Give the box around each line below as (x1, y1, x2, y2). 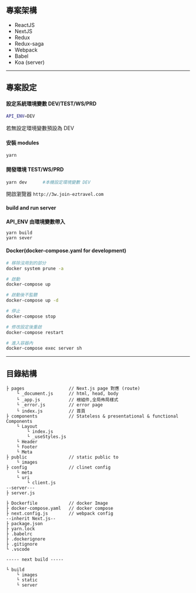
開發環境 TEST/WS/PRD (6, 166, 64, 173)
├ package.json (6, 521, 43, 527)
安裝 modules (6, 139, 40, 146)
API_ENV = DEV (6, 113, 35, 119)
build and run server (6, 204, 57, 212)
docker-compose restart (6, 329, 64, 335)
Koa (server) (14, 58, 45, 65)
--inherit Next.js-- (6, 516, 57, 522)
